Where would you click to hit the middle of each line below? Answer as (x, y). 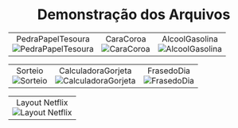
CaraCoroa (126, 39)
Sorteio (30, 71)
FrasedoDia (169, 71)
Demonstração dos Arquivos (134, 15)
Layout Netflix (42, 103)
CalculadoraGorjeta (96, 71)
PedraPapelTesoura (53, 39)
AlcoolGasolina (190, 39)
